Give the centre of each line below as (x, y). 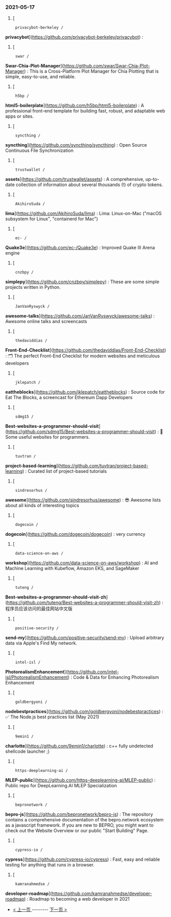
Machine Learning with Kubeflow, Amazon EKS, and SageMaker (72, 568)
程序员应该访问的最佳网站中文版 (39, 609)
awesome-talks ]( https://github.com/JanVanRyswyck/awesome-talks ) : (80, 316)
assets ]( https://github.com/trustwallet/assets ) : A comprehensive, (75, 179)
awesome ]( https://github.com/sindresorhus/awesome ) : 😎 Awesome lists (83, 500)
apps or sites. (20, 117)
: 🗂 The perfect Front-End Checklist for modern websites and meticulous (82, 356)
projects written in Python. (33, 287)
